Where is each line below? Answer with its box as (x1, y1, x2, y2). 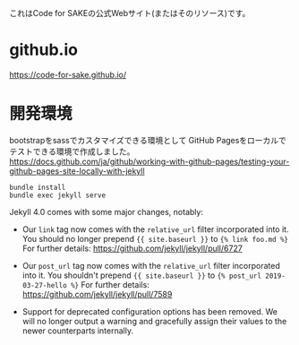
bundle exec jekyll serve (9, 191, 106, 200)
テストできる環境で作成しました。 (9, 146, 135, 157)
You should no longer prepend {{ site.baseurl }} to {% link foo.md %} (21, 233, 289, 244)
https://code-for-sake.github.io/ (9, 69, 127, 80)
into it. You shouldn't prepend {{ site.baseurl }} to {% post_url (21, 270, 262, 280)
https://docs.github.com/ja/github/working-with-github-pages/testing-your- (9, 156, 290, 167)
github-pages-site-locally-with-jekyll (9, 165, 145, 177)
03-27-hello (21, 280, 67, 289)
